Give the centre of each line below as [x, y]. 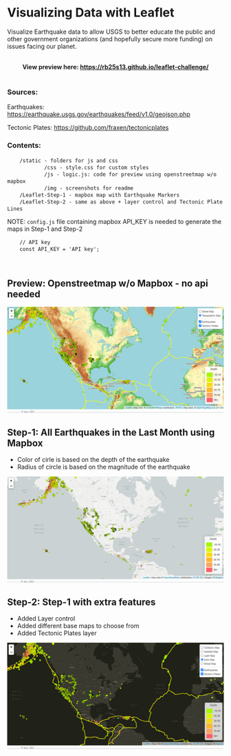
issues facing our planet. [42, 46]
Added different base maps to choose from [78, 626]
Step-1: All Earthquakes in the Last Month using [111, 432]
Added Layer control [46, 619]
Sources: [23, 92]
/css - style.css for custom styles [96, 167]
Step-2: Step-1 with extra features [81, 602]
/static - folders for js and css [69, 160]
